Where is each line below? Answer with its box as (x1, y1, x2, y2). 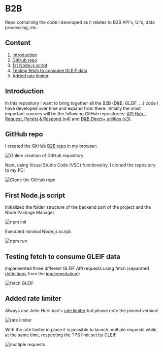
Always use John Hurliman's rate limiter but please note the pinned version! (5, 307, 159, 313)
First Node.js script (5, 191, 65, 199)
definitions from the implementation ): (5, 271, 80, 276)
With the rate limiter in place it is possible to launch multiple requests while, (5, 326, 158, 332)
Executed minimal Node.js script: (5, 228, 72, 234)
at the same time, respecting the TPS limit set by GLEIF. (5, 332, 118, 338)
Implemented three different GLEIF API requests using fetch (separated (5, 265, 149, 271)
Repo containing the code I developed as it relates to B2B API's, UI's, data (5, 19, 155, 25)
